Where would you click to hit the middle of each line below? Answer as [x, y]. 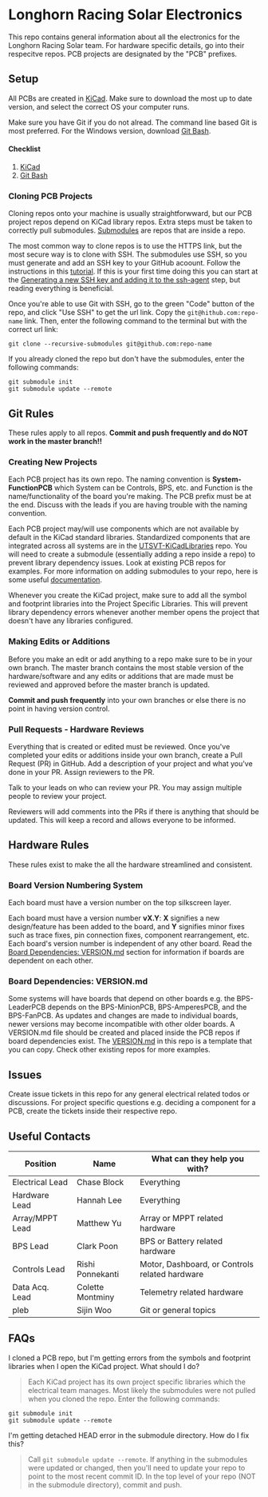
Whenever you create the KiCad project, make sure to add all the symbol [128, 595]
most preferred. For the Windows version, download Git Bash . [110, 130]
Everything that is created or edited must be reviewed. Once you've [119, 746]
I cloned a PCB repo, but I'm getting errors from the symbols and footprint [130, 1358]
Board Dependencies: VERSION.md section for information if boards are [126, 952]
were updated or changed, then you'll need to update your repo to [136, 1467]
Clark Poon [97, 1246]
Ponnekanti [98, 1274]
